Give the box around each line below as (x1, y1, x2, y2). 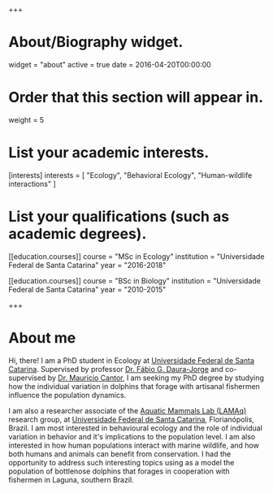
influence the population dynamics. (8, 390, 127, 400)
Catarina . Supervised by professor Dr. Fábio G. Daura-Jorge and (8, 364, 223, 374)
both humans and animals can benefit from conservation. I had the (8, 448, 232, 459)
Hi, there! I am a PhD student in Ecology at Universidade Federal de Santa (8, 355, 254, 365)
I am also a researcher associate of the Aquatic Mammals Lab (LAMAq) (8, 405, 247, 415)
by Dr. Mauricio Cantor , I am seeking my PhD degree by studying (47, 373, 264, 383)
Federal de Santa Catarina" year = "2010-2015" (8, 284, 167, 294)
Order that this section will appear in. (8, 89, 264, 106)
